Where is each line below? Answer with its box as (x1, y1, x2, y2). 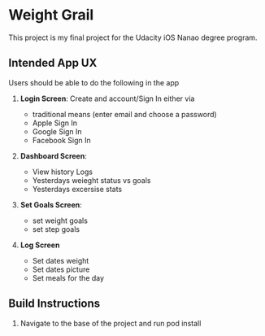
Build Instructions (8, 297, 101, 311)
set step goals (32, 224, 80, 233)
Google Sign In (32, 126, 83, 136)
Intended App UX (8, 56, 98, 70)
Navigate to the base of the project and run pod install (20, 318, 202, 328)
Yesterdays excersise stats (32, 184, 123, 194)
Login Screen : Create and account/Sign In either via (20, 94, 195, 103)
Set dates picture (32, 264, 90, 274)
